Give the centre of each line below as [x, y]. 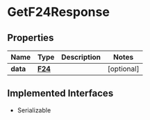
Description [81, 57]
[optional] [123, 69]
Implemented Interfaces [60, 93]
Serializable [34, 110]
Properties [31, 38]
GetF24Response [58, 12]
